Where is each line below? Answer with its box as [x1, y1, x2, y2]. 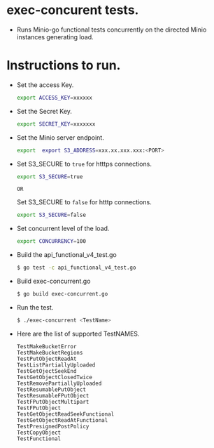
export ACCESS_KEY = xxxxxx [16, 94, 92, 101]
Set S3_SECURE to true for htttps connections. [16, 159, 152, 168]
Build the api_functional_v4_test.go [16, 251, 117, 259]
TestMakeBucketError [16, 343, 77, 350]
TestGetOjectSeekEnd [16, 367, 77, 374]
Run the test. [16, 303, 54, 311]
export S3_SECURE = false [16, 211, 87, 219]
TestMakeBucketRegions [16, 349, 83, 356]
